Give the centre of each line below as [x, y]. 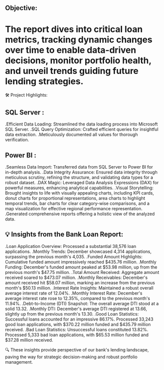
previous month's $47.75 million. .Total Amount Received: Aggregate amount [82, 272]
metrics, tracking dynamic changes [79, 39]
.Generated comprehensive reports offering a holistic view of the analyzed [80, 214]
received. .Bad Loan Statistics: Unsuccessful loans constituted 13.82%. [77, 329]
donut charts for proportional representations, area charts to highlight [75, 198]
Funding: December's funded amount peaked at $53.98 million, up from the [81, 267]
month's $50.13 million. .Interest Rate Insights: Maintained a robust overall [79, 288]
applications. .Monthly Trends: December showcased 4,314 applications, [78, 251]
